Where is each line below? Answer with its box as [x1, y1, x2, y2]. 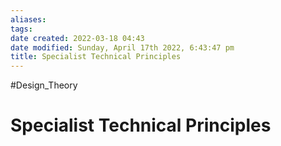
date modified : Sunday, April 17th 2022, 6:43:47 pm [10, 42, 235, 53]
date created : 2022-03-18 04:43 [10, 33, 145, 43]
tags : [10, 24, 33, 34]
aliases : [10, 14, 47, 25]
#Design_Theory [10, 79, 78, 91]
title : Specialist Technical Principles [10, 52, 182, 62]
